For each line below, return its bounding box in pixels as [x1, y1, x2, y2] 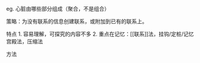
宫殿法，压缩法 [6, 38, 43, 45]
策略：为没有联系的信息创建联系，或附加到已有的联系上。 [6, 18, 147, 25]
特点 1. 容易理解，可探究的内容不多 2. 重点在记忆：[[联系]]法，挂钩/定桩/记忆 [6, 30, 194, 37]
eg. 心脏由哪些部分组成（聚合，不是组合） [6, 5, 110, 12]
